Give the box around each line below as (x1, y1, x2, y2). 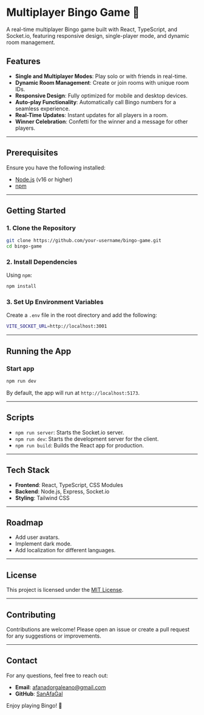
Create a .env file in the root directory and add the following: (6, 311, 157, 319)
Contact (6, 655, 38, 666)
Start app (6, 364, 35, 372)
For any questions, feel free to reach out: (6, 672, 108, 679)
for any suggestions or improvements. (6, 632, 101, 639)
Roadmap (6, 518, 44, 528)
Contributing (6, 610, 56, 620)
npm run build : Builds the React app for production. (15, 441, 144, 449)
